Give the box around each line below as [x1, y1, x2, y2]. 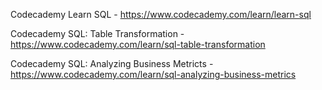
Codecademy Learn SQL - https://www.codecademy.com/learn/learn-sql [10, 9, 312, 20]
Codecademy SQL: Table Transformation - [10, 28, 185, 39]
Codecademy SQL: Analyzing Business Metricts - [10, 58, 214, 69]
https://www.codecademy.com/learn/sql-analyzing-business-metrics [10, 69, 297, 80]
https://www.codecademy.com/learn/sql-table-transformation [10, 39, 266, 50]
